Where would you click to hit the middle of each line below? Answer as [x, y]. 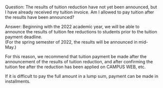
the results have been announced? [40, 17]
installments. [18, 81]
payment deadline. [24, 37]
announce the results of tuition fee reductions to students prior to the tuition [81, 32]
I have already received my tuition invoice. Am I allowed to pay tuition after [80, 12]
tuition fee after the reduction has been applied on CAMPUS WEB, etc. [75, 67]
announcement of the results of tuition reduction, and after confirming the [79, 62]
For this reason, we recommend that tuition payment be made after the [76, 57]
